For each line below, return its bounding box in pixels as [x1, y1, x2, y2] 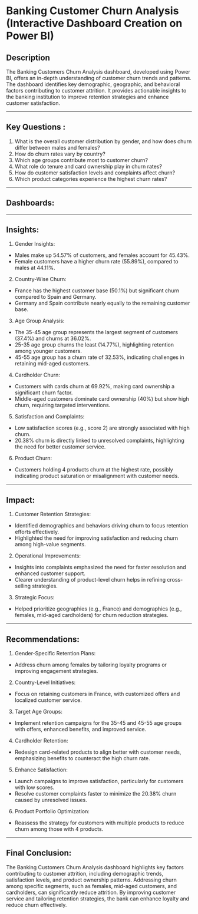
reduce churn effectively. [6, 901, 67, 908]
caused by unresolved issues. [14, 797, 87, 804]
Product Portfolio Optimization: [14, 808, 90, 815]
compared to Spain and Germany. [14, 293, 97, 301]
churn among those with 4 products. [14, 826, 104, 833]
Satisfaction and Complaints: [14, 413, 85, 420]
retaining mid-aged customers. [14, 360, 90, 367]
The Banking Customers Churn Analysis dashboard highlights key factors [6, 863, 184, 870]
